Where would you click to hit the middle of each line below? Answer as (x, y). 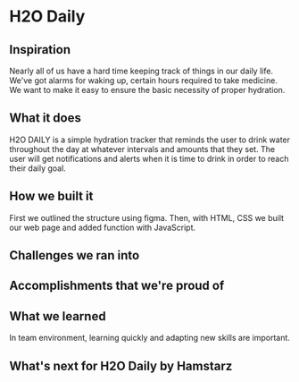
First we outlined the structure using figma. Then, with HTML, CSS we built (146, 217)
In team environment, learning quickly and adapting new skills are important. (149, 338)
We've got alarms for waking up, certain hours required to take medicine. (144, 81)
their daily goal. (38, 168)
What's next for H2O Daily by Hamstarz (121, 365)
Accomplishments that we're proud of (117, 286)
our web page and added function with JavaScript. (103, 227)
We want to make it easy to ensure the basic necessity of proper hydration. (147, 90)
